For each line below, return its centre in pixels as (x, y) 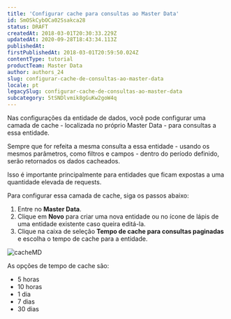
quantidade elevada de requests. (54, 182)
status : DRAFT (28, 27)
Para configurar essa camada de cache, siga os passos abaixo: (98, 195)
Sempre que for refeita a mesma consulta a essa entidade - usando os (109, 146)
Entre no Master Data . (49, 209)
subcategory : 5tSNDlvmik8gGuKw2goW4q (62, 98)
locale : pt (23, 85)
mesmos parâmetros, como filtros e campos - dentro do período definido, (113, 154)
